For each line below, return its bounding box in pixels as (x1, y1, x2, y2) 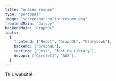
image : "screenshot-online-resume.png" (5, 16, 88, 21)
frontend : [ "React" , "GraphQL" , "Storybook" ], (14, 40, 112, 44)
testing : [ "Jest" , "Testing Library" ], (14, 48, 97, 53)
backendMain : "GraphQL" (5, 26, 55, 31)
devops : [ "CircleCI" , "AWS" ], (14, 53, 77, 58)
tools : (5, 30, 19, 35)
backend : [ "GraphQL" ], (14, 44, 61, 49)
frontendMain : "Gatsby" (5, 21, 55, 26)
